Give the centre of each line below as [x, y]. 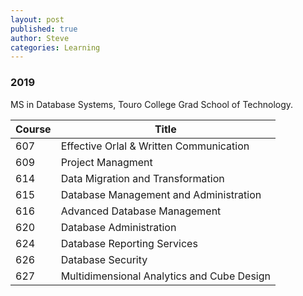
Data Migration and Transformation [142, 178]
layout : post [37, 19]
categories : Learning [55, 47]
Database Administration [118, 227]
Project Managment [106, 162]
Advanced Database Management [141, 211]
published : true [44, 29]
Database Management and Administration [161, 194]
